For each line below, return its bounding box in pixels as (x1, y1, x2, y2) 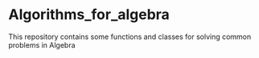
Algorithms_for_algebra (8, 6, 171, 24)
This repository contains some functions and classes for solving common (8, 32, 252, 41)
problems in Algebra (8, 40, 76, 49)
